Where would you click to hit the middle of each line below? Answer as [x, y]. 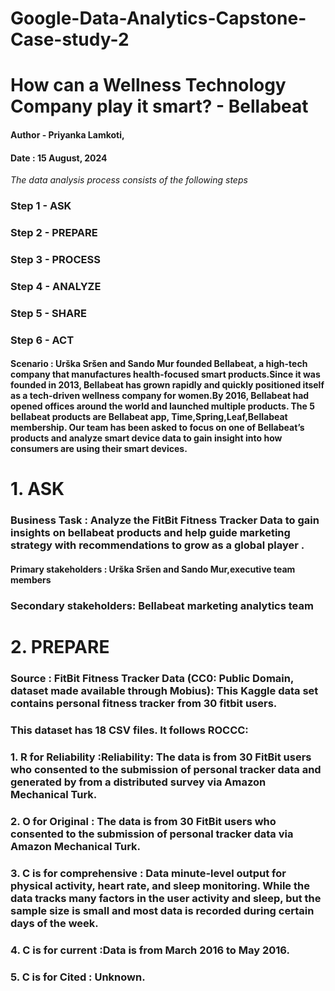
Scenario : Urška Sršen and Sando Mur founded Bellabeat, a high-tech [159, 364]
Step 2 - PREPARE [54, 233]
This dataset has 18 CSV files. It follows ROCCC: [129, 730]
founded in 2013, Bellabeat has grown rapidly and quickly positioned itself [167, 385]
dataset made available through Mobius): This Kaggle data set [164, 691]
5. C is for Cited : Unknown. [78, 977]
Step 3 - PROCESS [55, 259]
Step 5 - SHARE [48, 313]
